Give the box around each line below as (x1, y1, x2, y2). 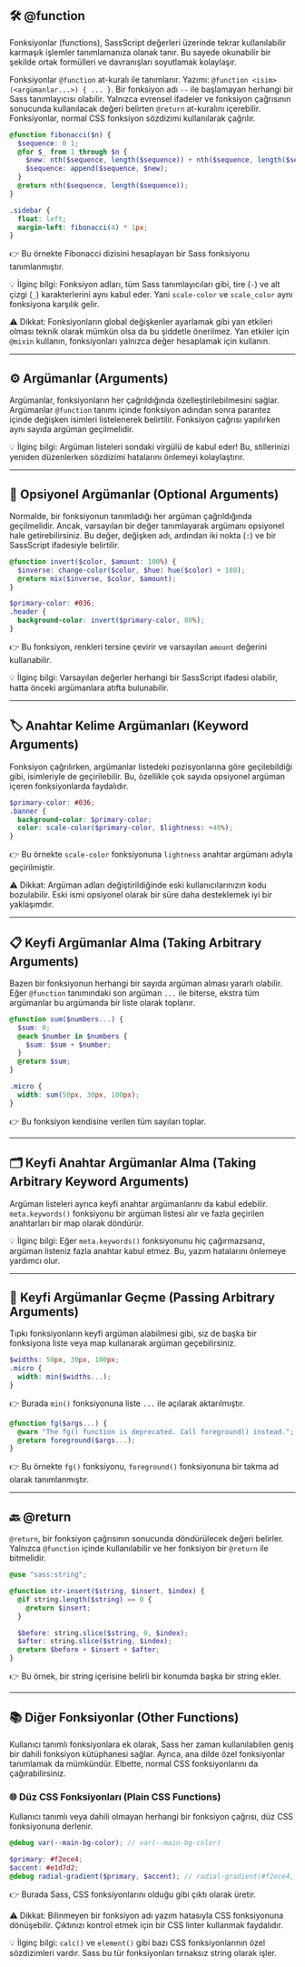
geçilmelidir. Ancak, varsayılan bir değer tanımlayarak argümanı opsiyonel (9, 520, 285, 531)
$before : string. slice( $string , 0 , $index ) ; (17, 1628, 189, 1638)
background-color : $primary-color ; (17, 815, 152, 824)
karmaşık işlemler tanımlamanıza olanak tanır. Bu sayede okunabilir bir (9, 46, 271, 57)
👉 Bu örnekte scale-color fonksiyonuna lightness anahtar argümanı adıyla (9, 849, 293, 860)
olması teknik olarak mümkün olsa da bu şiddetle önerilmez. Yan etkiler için (9, 326, 290, 337)
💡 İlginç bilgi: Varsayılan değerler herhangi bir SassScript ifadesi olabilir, (9, 672, 279, 683)
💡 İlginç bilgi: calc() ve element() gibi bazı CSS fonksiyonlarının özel (9, 1937, 266, 1948)
